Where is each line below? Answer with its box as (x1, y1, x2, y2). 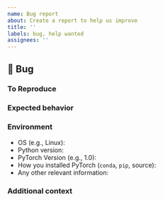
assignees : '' (7, 37, 50, 44)
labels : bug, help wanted (7, 30, 84, 38)
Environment (7, 122, 53, 132)
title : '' (7, 23, 37, 30)
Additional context (7, 185, 73, 195)
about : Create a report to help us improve (7, 17, 138, 24)
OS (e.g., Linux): (17, 138, 65, 147)
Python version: (17, 146, 64, 154)
